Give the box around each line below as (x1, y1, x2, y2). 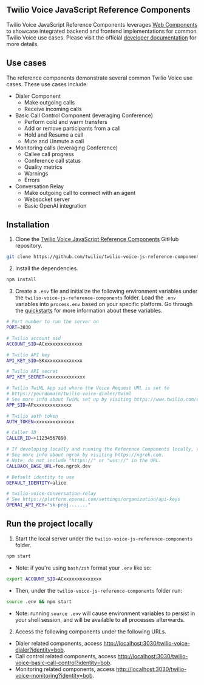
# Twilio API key (6, 352, 50, 358)
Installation (6, 220, 50, 230)
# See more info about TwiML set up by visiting (6, 396, 132, 403)
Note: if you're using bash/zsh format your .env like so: (15, 564, 152, 571)
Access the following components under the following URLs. (15, 628, 167, 635)
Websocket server (24, 196, 70, 203)
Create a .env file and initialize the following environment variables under (15, 288, 198, 295)
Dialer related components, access (15, 639, 103, 647)
